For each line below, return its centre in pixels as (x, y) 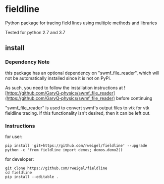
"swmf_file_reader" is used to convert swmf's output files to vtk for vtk (77, 108)
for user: (14, 137)
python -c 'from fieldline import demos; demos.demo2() (64, 150)
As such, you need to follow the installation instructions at (64, 88)
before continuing (134, 98)
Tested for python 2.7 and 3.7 (35, 32)
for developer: (20, 159)
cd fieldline (19, 172)
